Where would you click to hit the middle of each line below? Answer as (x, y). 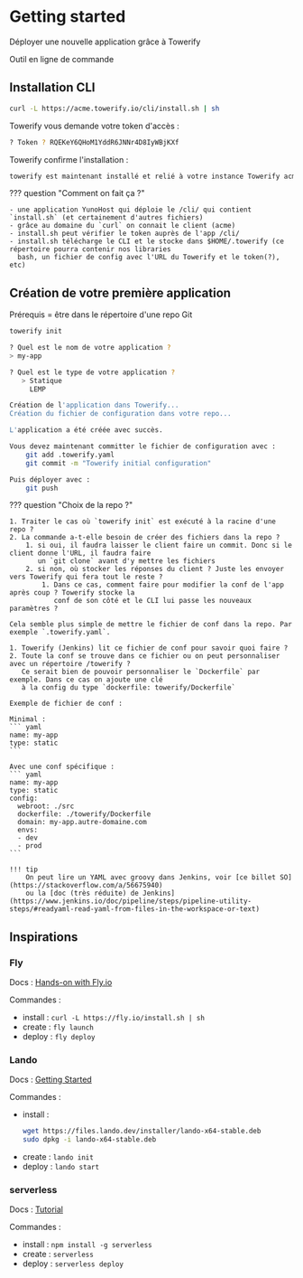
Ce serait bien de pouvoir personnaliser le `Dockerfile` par (140, 672)
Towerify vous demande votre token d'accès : (95, 126)
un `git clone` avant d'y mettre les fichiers (127, 561)
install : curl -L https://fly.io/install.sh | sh (114, 1018)
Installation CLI (52, 88)
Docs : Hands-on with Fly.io (61, 982)
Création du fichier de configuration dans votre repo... (120, 414)
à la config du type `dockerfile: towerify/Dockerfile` (129, 688)
